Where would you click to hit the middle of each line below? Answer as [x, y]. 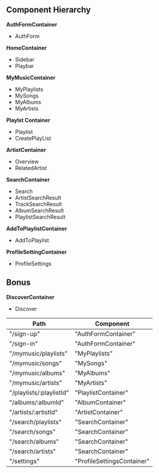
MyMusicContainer [31, 77]
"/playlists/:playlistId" [39, 392]
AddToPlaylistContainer [37, 228]
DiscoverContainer [31, 297]
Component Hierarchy [49, 10]
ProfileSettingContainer [37, 252]
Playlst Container [28, 120]
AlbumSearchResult [39, 210]
